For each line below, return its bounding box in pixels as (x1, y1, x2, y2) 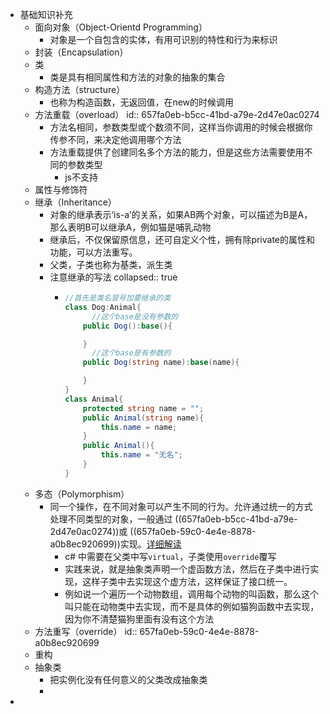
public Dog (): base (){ (82, 321, 173, 331)
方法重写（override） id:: (34, 625, 138, 637)
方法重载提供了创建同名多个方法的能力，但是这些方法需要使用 (49, 146, 305, 158)
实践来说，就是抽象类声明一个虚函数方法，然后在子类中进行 (64, 563, 311, 575)
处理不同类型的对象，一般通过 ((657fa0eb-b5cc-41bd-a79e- (49, 513, 298, 525)
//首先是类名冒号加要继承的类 (64, 293, 172, 303)
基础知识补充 (19, 9, 73, 20)
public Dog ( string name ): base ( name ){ (82, 358, 240, 368)
